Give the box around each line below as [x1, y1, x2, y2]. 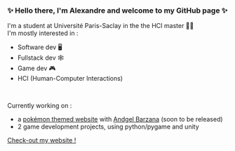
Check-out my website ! [7, 136, 76, 145]
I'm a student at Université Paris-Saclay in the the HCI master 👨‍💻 [7, 22, 194, 30]
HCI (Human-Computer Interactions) [17, 74, 123, 83]
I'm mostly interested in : [7, 29, 79, 37]
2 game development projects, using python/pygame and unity [17, 122, 200, 131]
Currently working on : [7, 101, 72, 110]
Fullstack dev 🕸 [17, 53, 65, 62]
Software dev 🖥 [17, 43, 62, 51]
